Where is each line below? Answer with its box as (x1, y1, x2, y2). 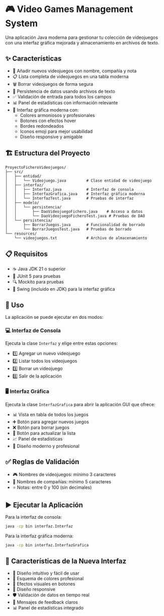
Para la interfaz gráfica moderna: (5, 533, 74, 539)
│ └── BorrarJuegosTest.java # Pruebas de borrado (5, 227, 132, 232)
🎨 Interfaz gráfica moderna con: (12, 106, 79, 113)
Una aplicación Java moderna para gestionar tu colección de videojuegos (5, 34, 158, 40)
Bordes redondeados (20, 123, 64, 129)
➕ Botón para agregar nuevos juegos (12, 419, 89, 425)
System (5, 18, 38, 29)
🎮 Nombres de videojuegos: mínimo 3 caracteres (12, 471, 116, 477)
